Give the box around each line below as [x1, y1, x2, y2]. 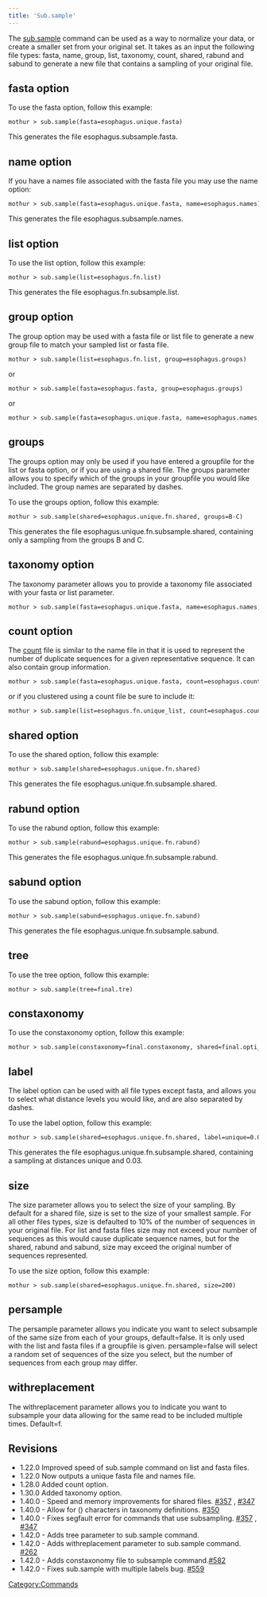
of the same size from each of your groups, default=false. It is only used [8, 1332, 245, 1342]
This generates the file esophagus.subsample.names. [8, 214, 184, 223]
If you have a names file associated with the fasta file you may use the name [8, 176, 258, 186]
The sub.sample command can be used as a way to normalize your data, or [8, 33, 255, 43]
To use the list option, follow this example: [8, 258, 146, 268]
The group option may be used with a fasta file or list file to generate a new [8, 331, 254, 341]
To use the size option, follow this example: [8, 1266, 149, 1275]
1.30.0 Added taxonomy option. [19, 1488, 122, 1498]
